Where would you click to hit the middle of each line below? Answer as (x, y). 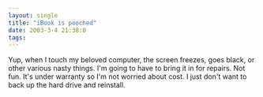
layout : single (33, 15)
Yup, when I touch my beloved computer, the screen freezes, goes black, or (131, 60)
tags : (17, 37)
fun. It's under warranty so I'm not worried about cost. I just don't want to (128, 76)
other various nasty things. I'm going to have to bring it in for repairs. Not (127, 69)
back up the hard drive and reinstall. (67, 85)
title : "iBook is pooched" (53, 23)
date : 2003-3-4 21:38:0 (47, 30)
